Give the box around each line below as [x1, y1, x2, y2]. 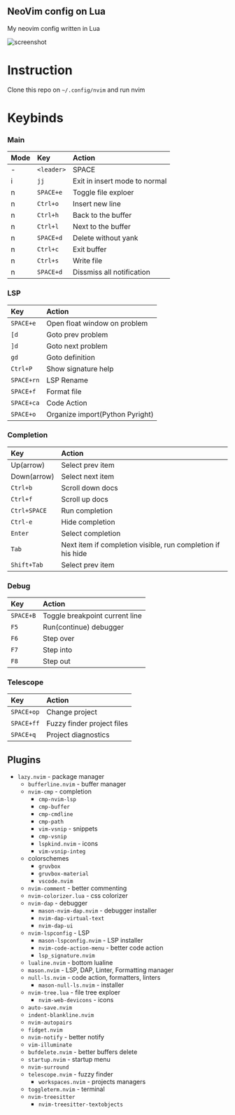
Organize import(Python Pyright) [46, 409, 154, 419]
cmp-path [38, 819, 64, 826]
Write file [72, 256, 103, 265]
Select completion [61, 528, 121, 538]
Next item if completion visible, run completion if [61, 539, 220, 549]
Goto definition [46, 352, 96, 362]
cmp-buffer [38, 803, 70, 811]
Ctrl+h [37, 212, 59, 219]
